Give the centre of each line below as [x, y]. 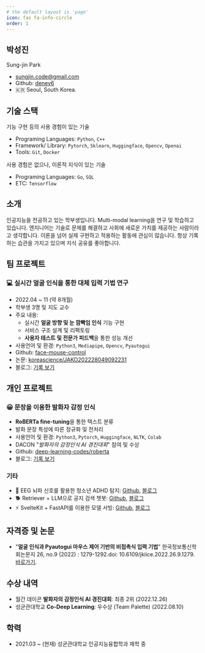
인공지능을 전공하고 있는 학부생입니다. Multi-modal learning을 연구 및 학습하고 [100, 220]
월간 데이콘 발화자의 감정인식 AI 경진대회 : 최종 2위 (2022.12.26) [91, 599]
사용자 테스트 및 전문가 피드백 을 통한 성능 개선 [79, 338]
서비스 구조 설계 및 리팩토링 [57, 330]
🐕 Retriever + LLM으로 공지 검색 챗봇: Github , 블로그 [80, 498]
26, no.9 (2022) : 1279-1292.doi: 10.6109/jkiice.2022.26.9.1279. [116, 554]
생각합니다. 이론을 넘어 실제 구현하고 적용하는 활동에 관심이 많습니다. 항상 [100, 235]
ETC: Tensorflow [36, 183]
